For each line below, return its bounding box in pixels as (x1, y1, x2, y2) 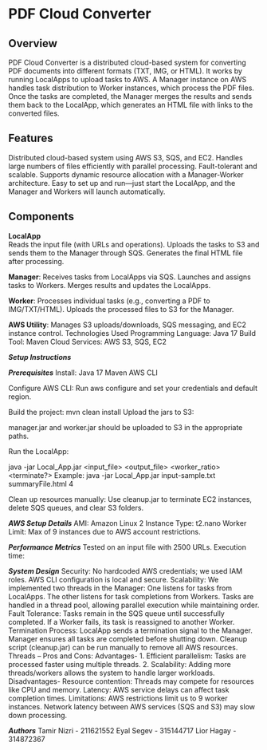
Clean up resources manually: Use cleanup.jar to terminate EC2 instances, (8, 494, 253, 503)
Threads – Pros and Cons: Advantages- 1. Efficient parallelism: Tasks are (8, 651, 247, 661)
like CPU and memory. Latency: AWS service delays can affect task (8, 685, 230, 694)
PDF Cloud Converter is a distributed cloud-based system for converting (8, 57, 247, 67)
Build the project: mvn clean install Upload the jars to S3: (8, 407, 194, 416)
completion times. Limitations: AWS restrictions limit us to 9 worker (8, 693, 228, 703)
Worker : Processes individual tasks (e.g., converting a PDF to (8, 296, 210, 306)
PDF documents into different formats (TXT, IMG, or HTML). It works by (8, 66, 243, 76)
